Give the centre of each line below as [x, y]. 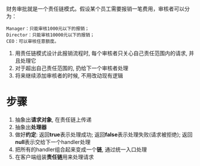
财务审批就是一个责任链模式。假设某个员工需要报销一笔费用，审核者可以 [95, 9]
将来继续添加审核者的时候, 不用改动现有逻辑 [69, 76]
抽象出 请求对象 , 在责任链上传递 [53, 119]
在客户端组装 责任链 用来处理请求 [54, 156]
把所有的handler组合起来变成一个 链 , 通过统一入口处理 [81, 149]
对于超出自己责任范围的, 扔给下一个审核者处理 [72, 68]
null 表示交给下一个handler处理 [53, 142]
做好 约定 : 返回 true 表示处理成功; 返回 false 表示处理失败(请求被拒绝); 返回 [104, 134]
